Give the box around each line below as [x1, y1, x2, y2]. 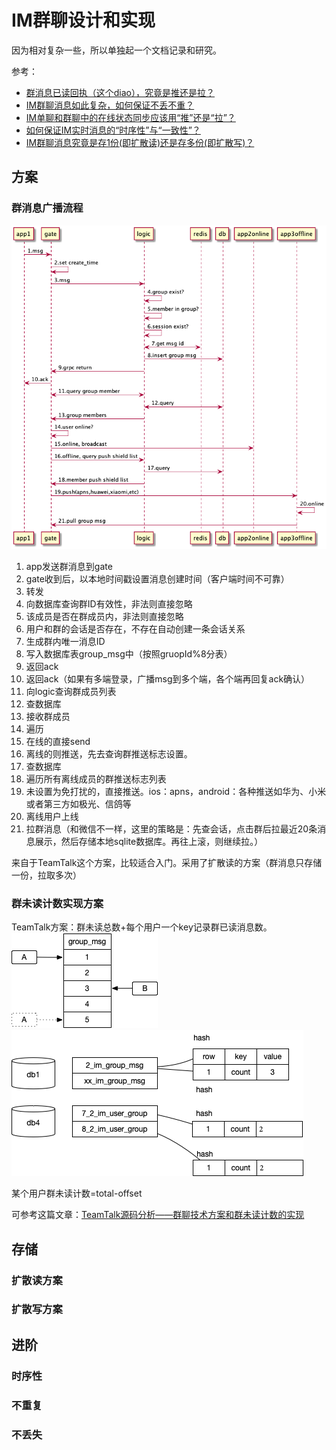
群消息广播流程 [11, 201, 84, 215]
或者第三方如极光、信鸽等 [25, 797, 132, 810]
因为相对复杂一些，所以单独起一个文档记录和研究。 [11, 44, 222, 56]
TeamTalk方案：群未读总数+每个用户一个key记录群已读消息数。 [11, 921, 273, 933]
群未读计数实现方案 [11, 896, 104, 910]
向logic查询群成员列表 [25, 685, 117, 697]
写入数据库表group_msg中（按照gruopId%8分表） [25, 647, 233, 660]
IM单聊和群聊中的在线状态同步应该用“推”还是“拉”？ [25, 111, 236, 123]
